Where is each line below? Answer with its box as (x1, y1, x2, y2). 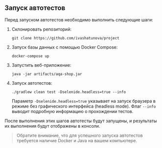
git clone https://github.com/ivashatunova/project (11, 36, 119, 40)
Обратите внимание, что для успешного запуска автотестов (16, 132, 143, 138)
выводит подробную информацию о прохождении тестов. (11, 108, 134, 114)
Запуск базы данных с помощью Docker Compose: (11, 44, 118, 50)
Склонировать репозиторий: (11, 26, 72, 32)
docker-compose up (11, 54, 49, 58)
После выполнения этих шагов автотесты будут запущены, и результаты (4, 118, 157, 124)
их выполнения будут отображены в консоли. (4, 123, 100, 129)
